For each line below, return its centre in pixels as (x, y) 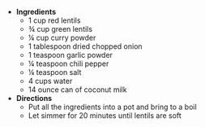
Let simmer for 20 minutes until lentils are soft (105, 116)
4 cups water (50, 81)
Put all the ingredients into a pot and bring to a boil (112, 107)
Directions (34, 98)
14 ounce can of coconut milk (77, 90)
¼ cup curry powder (62, 37)
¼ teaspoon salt (55, 72)
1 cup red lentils (54, 20)
